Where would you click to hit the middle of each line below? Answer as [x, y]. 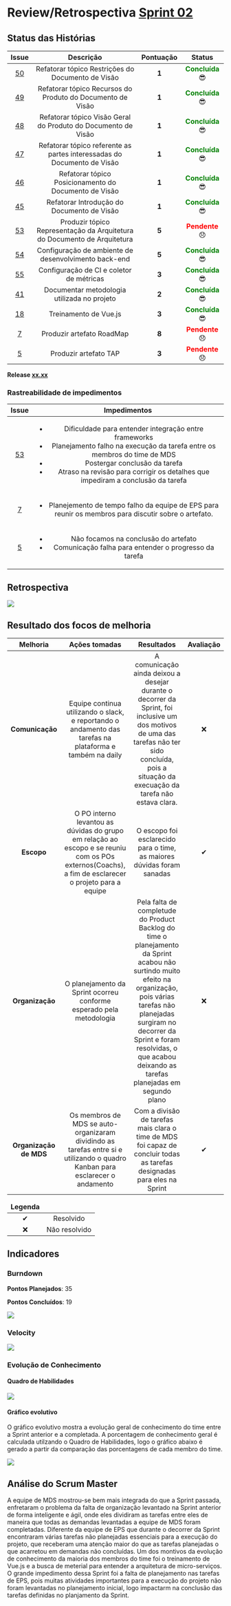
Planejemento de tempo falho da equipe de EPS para [134, 506]
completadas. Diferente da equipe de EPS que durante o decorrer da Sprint [113, 1530]
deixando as [157, 1065]
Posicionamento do [85, 182]
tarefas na [95, 737]
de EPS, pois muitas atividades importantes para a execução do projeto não [114, 1581]
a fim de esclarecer [95, 873]
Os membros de [96, 1115]
